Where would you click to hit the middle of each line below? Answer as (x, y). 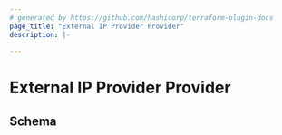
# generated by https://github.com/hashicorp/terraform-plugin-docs (141, 18)
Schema (33, 121)
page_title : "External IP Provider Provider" (97, 26)
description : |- (40, 34)
